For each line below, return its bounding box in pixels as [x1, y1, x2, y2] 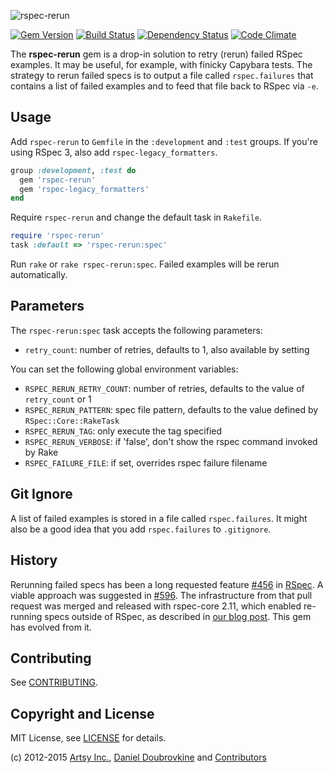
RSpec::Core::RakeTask [24, 416, 120, 426]
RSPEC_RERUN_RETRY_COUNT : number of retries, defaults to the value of [24, 382, 305, 394]
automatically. [10, 269, 68, 281]
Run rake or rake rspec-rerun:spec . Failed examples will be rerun [10, 258, 280, 270]
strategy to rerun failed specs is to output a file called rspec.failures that [10, 70, 314, 81]
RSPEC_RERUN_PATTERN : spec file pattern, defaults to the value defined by [24, 403, 319, 415]
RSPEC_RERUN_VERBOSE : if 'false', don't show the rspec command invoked [24, 435, 318, 447]
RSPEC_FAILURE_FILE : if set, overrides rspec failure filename [24, 456, 268, 469]
